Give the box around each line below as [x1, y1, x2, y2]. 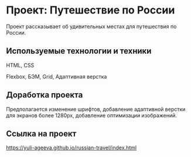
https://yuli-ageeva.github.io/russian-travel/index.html [6, 144, 137, 151]
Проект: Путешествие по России [6, 4, 175, 17]
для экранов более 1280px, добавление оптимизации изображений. [6, 112, 178, 119]
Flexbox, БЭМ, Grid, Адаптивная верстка [6, 73, 107, 80]
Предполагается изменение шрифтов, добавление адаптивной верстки [6, 105, 186, 112]
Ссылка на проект [6, 128, 77, 138]
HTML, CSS [6, 62, 35, 69]
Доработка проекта [6, 90, 83, 100]
